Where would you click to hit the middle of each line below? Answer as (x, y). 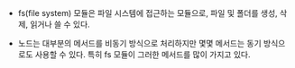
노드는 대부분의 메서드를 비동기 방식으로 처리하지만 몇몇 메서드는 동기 (139, 43)
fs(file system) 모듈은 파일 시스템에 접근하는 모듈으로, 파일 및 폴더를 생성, (147, 13)
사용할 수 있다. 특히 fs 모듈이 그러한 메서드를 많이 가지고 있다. (143, 55)
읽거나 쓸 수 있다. (60, 24)
